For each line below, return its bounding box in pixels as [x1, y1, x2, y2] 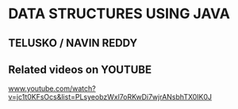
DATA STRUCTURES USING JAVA [8, 5, 230, 23]
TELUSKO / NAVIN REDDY [8, 36, 138, 50]
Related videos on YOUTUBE [8, 62, 152, 76]
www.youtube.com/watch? [8, 84, 97, 93]
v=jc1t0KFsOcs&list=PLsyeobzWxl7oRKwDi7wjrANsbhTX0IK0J [8, 92, 213, 102]
